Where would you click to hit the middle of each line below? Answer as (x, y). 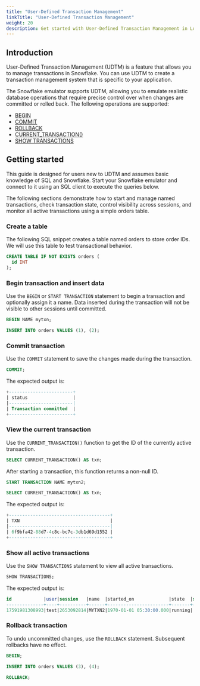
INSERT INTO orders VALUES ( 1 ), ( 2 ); (53, 330)
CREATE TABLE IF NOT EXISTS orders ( (53, 257)
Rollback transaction (37, 626)
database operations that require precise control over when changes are (95, 98)
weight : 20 (20, 23)
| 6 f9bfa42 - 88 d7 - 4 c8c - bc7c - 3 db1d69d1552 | (60, 532)
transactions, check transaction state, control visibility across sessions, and (99, 204)
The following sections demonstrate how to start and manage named (91, 198)
